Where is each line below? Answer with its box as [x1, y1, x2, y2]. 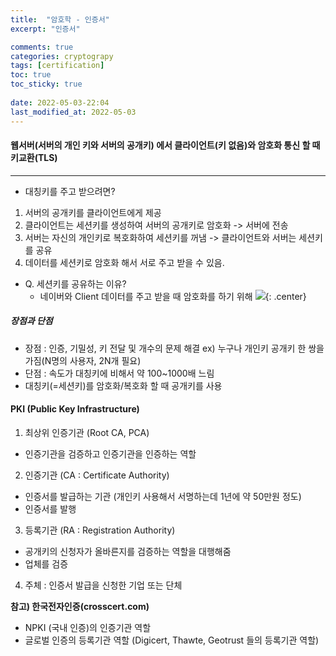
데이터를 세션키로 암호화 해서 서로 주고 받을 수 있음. [24, 256, 225, 268]
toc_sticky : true [10, 79, 83, 90]
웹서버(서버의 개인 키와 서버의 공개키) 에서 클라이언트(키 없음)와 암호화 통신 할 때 [10, 139, 321, 151]
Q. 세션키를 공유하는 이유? [24, 277, 127, 290]
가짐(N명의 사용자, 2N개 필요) [24, 354, 142, 366]
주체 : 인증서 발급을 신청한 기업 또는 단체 [24, 579, 183, 591]
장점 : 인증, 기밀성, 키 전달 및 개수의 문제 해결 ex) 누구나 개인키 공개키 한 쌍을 [24, 342, 325, 354]
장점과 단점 [10, 315, 53, 327]
